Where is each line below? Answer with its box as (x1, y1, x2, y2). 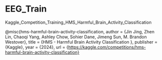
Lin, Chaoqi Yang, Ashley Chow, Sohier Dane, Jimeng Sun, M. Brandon (5, 34, 147, 40)
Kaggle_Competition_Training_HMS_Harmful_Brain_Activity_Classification (5, 19, 152, 25)
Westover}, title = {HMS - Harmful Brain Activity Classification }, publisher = (5, 39, 158, 45)
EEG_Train (5, 3, 47, 15)
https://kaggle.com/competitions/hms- (68, 44, 146, 50)
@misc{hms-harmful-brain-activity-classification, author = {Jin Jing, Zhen (5, 29, 155, 34)
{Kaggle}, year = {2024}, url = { (5, 44, 68, 50)
